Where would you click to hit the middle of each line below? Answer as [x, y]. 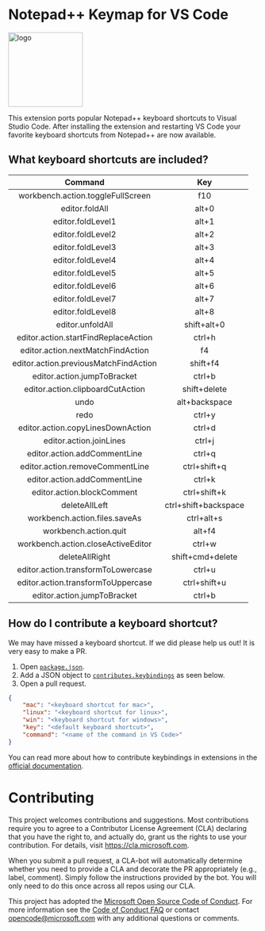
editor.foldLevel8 [84, 311]
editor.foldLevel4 [84, 260]
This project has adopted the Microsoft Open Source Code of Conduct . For [131, 901]
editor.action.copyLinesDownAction [84, 428]
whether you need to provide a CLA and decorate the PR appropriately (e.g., [133, 869]
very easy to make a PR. [48, 651]
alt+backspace [205, 402]
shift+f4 [205, 363]
